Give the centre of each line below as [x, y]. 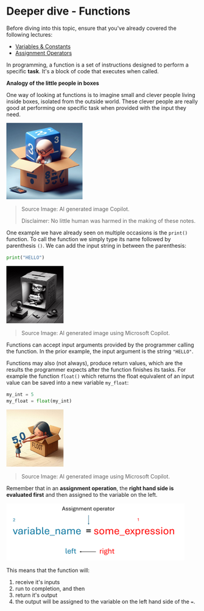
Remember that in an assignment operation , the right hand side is [90, 488]
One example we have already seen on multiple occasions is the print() [97, 233]
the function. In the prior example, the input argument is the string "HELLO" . [100, 351]
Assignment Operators [43, 52]
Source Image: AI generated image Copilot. [75, 209]
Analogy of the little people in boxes [53, 83]
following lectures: [30, 34]
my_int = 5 [20, 394]
